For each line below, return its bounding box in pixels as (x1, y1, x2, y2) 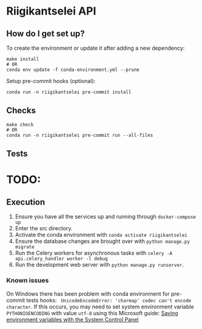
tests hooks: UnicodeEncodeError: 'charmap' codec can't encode (26, 296, 192, 304)
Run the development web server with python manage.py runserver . (15, 261, 184, 268)
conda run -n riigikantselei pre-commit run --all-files (6, 132, 153, 138)
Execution (6, 197, 45, 207)
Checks (6, 105, 36, 116)
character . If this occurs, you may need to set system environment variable (6, 303, 194, 310)
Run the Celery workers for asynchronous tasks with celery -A (15, 250, 173, 257)
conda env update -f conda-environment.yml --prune (6, 67, 140, 73)
